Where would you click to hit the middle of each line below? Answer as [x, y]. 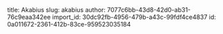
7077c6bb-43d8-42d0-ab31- [149, 10]
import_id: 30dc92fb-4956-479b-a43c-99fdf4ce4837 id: [134, 17]
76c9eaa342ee [29, 17]
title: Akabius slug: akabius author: [57, 10]
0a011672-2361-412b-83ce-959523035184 [69, 24]
